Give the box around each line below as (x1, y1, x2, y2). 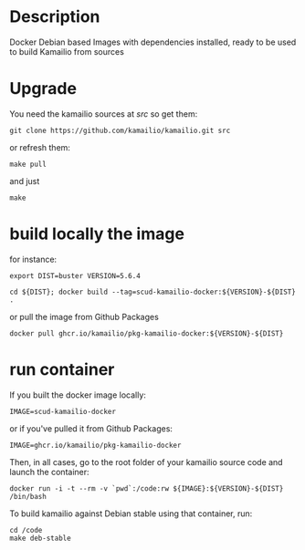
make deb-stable (9, 534, 71, 543)
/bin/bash (9, 492, 47, 501)
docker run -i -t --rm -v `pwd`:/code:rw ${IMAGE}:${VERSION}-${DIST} (9, 483, 284, 493)
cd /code (9, 525, 43, 534)
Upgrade (9, 78, 78, 99)
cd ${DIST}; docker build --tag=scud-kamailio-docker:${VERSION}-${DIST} (9, 287, 297, 296)
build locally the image (9, 223, 185, 244)
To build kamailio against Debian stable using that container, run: (9, 508, 253, 519)
